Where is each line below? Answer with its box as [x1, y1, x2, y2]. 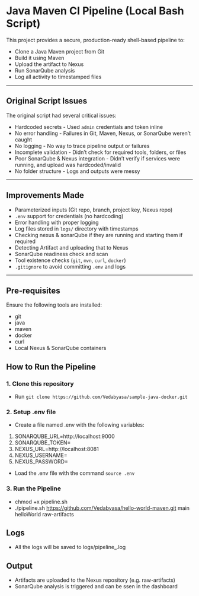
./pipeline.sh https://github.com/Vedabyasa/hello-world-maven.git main [14, 504, 190, 512]
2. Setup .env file [6, 408, 56, 416]
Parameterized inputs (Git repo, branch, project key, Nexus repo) [14, 206, 173, 213]
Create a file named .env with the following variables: [14, 421, 145, 428]
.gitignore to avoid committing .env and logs [14, 263, 126, 270]
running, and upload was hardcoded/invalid [14, 161, 121, 168]
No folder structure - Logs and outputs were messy [14, 168, 140, 175]
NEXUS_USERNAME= [14, 452, 68, 459]
